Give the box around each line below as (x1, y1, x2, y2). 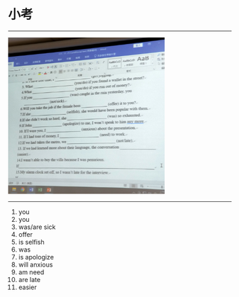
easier (18, 283, 38, 291)
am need (18, 267, 45, 276)
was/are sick (18, 223, 56, 231)
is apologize (18, 252, 54, 261)
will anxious (18, 260, 53, 269)
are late (18, 275, 41, 284)
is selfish (18, 237, 45, 246)
